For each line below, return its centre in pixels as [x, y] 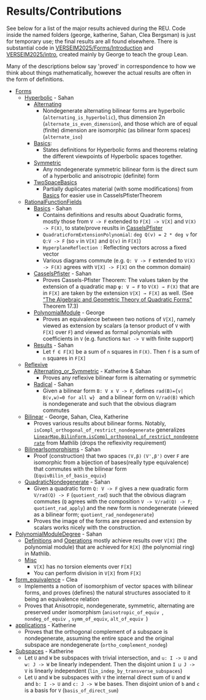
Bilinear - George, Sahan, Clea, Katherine [76, 417]
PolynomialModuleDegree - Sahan [59, 534]
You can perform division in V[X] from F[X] [87, 573]
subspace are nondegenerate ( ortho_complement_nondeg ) [96, 644]
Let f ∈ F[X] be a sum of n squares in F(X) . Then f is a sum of [121, 351]
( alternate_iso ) [63, 137]
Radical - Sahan [54, 384]
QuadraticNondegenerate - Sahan [67, 482]
